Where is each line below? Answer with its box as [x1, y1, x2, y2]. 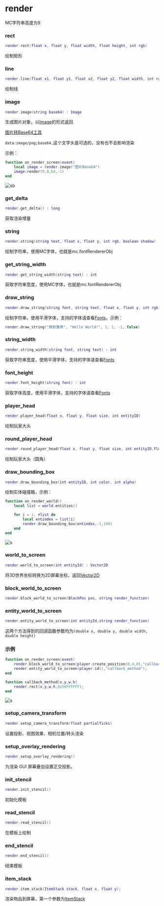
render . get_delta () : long [5, 206, 60, 211]
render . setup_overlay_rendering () [5, 754, 76, 759]
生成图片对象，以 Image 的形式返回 [5, 119, 73, 125]
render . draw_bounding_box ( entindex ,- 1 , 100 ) [22, 521, 112, 526]
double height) [5, 634, 36, 639]
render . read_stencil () [5, 820, 51, 825]
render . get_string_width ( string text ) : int [5, 272, 97, 277]
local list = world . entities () [14, 503, 78, 508]
